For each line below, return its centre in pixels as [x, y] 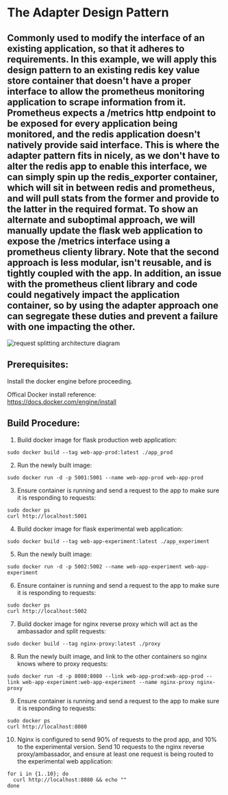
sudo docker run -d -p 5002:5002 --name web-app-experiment [95, 566]
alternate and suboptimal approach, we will [101, 219]
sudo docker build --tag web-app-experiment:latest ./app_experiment [109, 541]
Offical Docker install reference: [52, 394]
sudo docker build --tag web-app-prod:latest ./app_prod [90, 452]
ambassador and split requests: [61, 631]
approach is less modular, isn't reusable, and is [110, 263]
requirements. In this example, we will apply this [112, 59]
